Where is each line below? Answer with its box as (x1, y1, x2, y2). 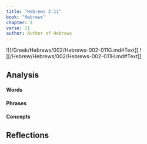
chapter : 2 (6, 19, 33, 25)
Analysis (6, 70, 39, 80)
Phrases (6, 99, 27, 106)
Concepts (6, 113, 31, 120)
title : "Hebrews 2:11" (6, 8, 62, 15)
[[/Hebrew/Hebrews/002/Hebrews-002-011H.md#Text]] (6, 53, 142, 60)
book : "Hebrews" (6, 14, 46, 20)
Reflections (6, 130, 49, 140)
